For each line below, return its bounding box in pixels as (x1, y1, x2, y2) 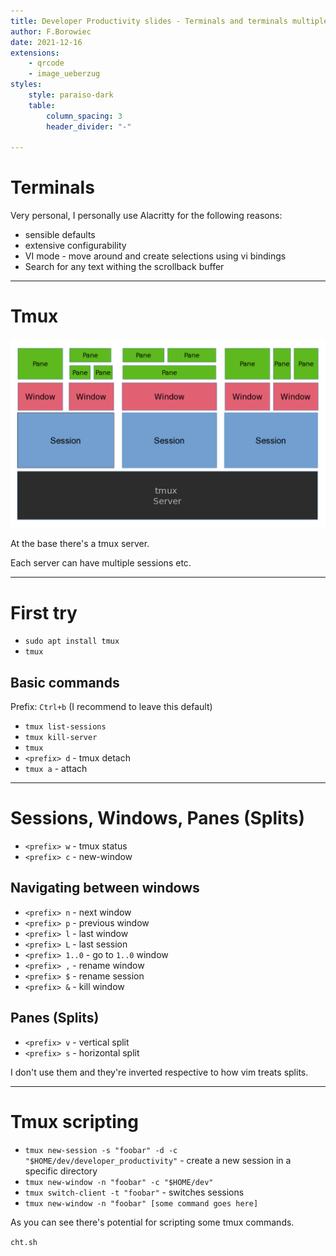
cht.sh (10, 1237, 38, 1247)
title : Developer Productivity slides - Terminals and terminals (10, 16, 288, 26)
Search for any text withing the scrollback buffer (24, 261, 225, 273)
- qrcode (28, 58, 65, 69)
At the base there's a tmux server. (10, 538, 150, 550)
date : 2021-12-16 (10, 37, 83, 47)
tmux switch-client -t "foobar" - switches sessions (24, 1186, 245, 1198)
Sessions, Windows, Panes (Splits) (10, 807, 305, 830)
